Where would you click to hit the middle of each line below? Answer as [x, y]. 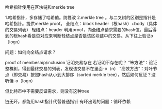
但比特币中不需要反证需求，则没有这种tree [47, 91]
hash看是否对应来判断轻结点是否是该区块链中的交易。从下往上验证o [86, 36]
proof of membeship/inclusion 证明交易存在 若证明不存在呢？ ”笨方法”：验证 [81, 63]
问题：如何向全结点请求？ [31, 52]
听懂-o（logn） [20, 81]
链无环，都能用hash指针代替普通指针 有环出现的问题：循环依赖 [68, 101]
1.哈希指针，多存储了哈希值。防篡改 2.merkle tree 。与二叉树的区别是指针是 [81, 18]
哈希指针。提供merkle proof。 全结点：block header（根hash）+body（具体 [81, 24]
